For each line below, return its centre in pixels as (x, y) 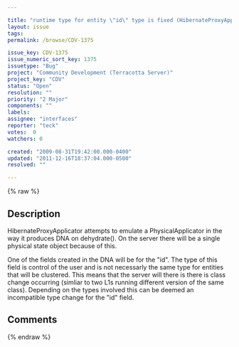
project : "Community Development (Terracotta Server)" (90, 73)
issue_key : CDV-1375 (38, 53)
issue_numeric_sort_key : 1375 (52, 60)
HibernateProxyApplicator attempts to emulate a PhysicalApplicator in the (115, 230)
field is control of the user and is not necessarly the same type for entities (116, 267)
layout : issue (28, 27)
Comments (32, 320)
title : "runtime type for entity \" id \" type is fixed (90, 20)
